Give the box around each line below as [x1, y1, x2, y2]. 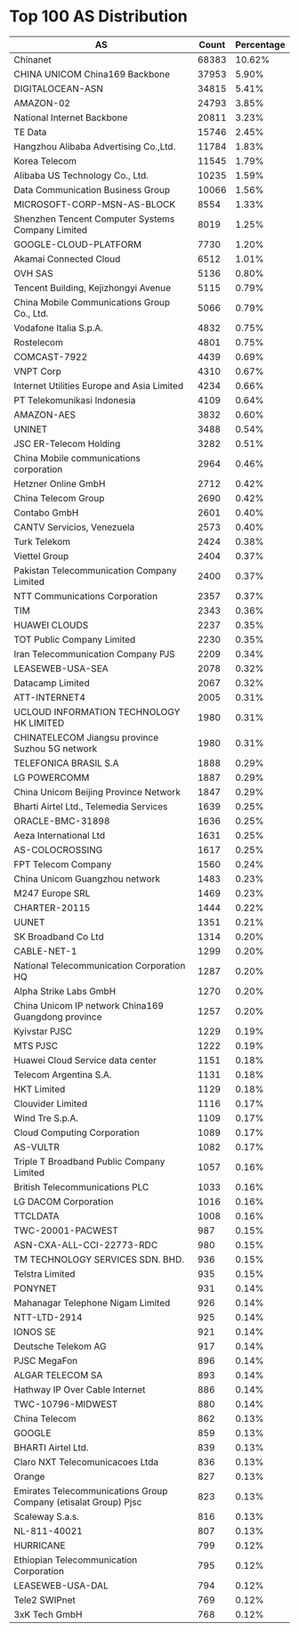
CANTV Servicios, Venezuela [13, 521, 135, 533]
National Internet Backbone [13, 111, 128, 124]
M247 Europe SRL [13, 887, 91, 899]
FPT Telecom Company [13, 857, 112, 870]
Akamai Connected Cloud [13, 252, 121, 264]
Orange [13, 1470, 45, 1482]
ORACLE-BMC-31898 [13, 815, 110, 827]
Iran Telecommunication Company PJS [13, 647, 175, 660]
